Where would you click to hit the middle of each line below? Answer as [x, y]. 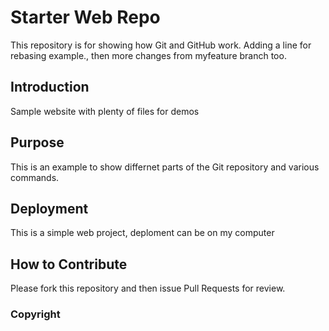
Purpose [37, 142]
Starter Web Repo [85, 17]
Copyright [35, 314]
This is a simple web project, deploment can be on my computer [142, 233]
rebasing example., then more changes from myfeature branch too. [148, 55]
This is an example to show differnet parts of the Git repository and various [165, 167]
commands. [35, 177]
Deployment [49, 208]
